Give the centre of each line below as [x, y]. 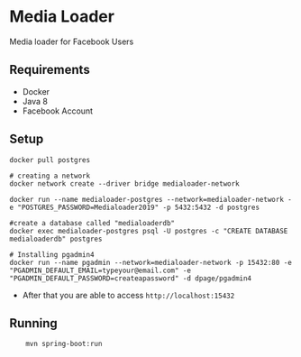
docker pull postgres [50, 160]
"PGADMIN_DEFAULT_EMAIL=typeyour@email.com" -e [100, 270]
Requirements [50, 70]
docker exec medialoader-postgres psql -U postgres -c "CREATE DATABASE [149, 231]
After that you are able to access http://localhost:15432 [128, 295]
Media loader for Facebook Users [72, 41]
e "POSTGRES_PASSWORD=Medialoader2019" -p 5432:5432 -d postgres [134, 207]
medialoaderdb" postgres [56, 239]
